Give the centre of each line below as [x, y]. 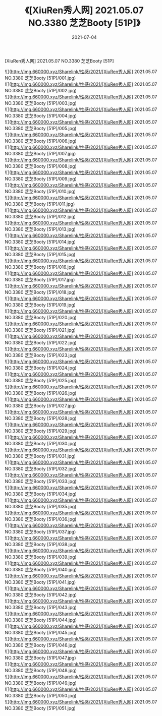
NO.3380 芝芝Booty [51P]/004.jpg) [41, 115]
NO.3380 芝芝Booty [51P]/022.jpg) [41, 342]
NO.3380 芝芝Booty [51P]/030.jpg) [41, 443]
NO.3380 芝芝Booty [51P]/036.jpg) [41, 519]
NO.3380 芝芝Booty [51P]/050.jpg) [41, 695]
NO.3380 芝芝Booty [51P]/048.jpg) [41, 670]
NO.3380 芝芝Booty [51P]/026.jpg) [41, 393]
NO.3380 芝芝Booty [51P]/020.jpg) [41, 317]
